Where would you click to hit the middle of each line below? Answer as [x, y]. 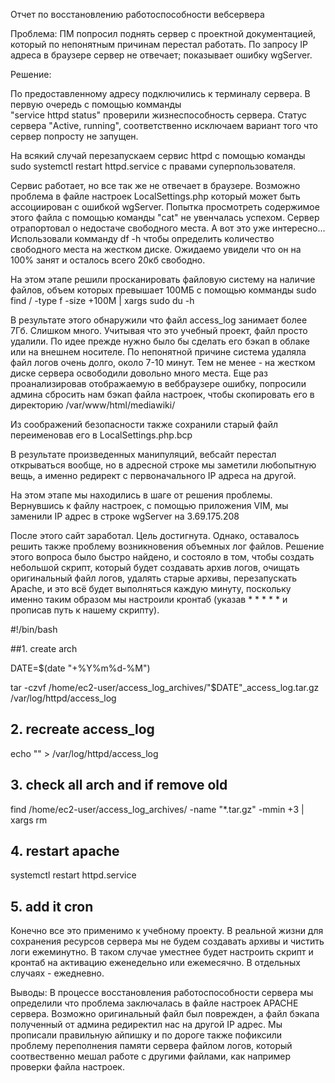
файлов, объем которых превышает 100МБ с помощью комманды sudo [163, 290]
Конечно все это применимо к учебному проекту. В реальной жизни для [167, 931]
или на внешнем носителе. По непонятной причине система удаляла [158, 352]
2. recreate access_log [82, 729]
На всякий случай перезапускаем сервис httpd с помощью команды [158, 155]
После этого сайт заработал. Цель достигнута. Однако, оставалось [155, 535]
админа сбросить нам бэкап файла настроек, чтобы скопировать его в [162, 394]
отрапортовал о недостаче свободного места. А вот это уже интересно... [168, 228]
